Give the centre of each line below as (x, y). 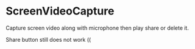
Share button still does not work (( (48, 39)
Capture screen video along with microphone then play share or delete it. (97, 28)
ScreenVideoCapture (60, 11)
